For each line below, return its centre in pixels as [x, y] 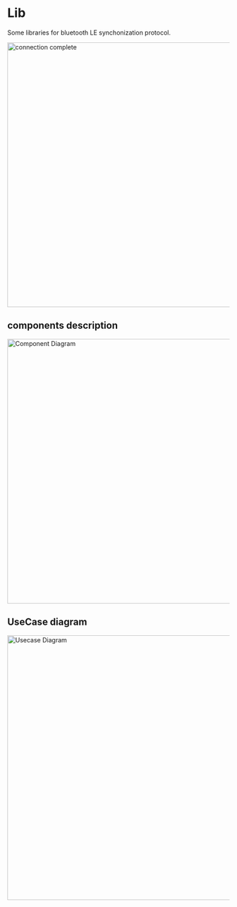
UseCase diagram [47, 622]
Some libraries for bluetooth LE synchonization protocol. [89, 32]
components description [63, 326]
